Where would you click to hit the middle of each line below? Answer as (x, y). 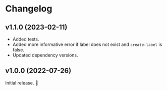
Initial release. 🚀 (22, 82)
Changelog (29, 9)
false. (18, 50)
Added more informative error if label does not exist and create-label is (87, 44)
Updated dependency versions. (45, 55)
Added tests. (26, 39)
